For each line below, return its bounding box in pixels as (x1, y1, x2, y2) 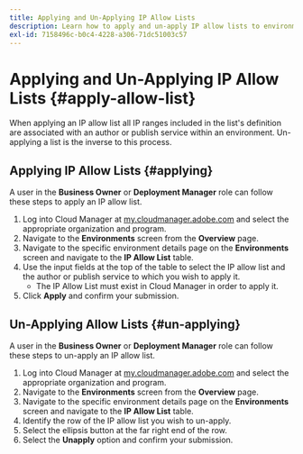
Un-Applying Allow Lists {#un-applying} (9, 316, 241, 331)
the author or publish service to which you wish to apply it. (22, 271, 241, 282)
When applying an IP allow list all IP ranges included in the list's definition (9, 118, 282, 129)
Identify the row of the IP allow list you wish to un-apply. (22, 415, 232, 426)
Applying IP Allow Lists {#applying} (9, 163, 214, 178)
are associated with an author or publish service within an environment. (9, 127, 275, 138)
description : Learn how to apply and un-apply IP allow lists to (9, 22, 260, 31)
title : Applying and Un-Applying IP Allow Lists (9, 13, 196, 23)
